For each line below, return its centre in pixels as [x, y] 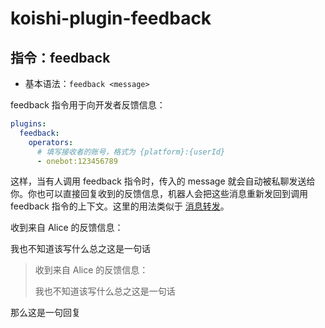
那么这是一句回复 [45, 313]
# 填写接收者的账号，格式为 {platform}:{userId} [131, 152]
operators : [51, 142]
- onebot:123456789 [77, 161]
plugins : [28, 124]
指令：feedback [60, 57]
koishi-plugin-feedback [111, 18]
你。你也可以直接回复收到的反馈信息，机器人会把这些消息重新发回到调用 [159, 194]
